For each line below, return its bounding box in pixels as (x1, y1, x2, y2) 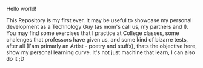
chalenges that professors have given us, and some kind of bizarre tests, (6, 36, 188, 43)
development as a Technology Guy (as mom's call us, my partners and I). (6, 23, 189, 30)
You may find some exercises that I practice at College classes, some (6, 29, 180, 37)
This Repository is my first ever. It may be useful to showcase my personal (6, 17, 192, 23)
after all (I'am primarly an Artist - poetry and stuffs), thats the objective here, (6, 42, 197, 49)
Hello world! (6, 5, 36, 12)
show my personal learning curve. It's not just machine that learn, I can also (6, 49, 195, 56)
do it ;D (6, 55, 25, 62)
